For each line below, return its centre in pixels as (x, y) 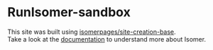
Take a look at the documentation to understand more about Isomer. (107, 39)
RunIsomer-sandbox (69, 12)
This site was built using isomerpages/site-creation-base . (92, 32)
